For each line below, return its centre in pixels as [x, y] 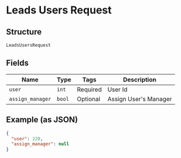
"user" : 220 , [27, 139]
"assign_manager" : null [40, 144]
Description [139, 80]
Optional [89, 99]
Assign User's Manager [140, 99]
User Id [117, 90]
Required [89, 90]
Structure [24, 32]
